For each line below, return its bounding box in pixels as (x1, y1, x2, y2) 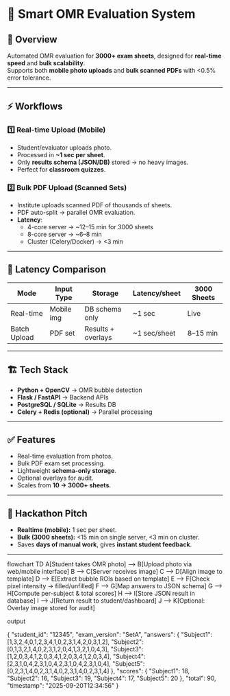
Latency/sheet (132, 288, 181, 298)
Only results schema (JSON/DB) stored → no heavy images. (16, 158, 189, 166)
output (7, 617, 26, 625)
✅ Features (7, 434, 56, 445)
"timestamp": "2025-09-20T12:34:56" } (7, 682, 119, 690)
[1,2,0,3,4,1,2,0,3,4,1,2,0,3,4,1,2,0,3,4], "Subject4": (7, 652, 146, 661)
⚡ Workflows (7, 101, 63, 113)
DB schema (84, 304, 122, 314)
